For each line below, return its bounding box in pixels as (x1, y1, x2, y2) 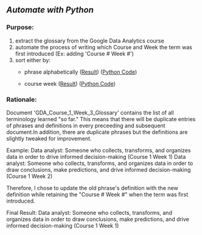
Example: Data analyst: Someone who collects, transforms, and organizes (6, 146, 191, 154)
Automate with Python (6, 5, 94, 15)
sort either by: (15, 56, 50, 63)
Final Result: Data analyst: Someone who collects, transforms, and (6, 209, 172, 216)
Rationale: (6, 95, 37, 103)
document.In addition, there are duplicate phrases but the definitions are (6, 128, 188, 136)
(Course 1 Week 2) (6, 172, 53, 180)
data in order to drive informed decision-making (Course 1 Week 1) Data (6, 153, 186, 160)
